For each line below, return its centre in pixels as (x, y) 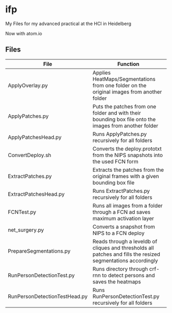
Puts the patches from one (124, 106)
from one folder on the (120, 85)
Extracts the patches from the (128, 170)
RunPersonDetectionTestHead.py (48, 296)
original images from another (127, 92)
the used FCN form (115, 161)
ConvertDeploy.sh (30, 155)
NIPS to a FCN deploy (119, 233)
